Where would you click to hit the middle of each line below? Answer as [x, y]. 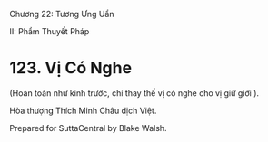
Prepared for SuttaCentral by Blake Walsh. [88, 128]
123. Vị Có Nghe [71, 68]
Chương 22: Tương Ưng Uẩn [62, 14]
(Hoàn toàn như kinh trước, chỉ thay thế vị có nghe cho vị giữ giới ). [134, 93]
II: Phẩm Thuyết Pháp [50, 31]
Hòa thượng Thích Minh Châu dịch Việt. [83, 110]
